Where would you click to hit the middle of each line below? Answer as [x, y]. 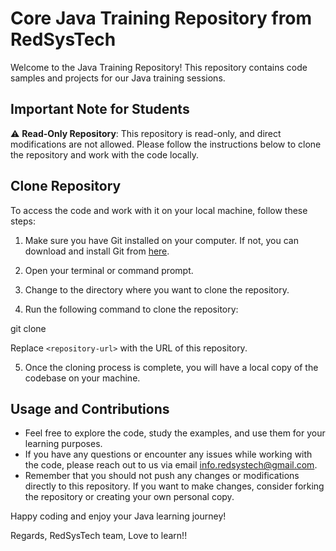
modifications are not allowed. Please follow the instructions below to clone [166, 144]
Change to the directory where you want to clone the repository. [157, 289]
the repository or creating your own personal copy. [129, 497]
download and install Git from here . [97, 251]
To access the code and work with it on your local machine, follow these [159, 210]
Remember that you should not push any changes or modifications [162, 476]
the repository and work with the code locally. [104, 154]
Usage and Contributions [90, 408]
